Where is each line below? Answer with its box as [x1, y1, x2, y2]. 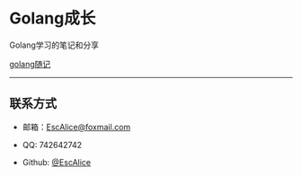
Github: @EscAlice [22, 156, 92, 167]
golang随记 [9, 58, 51, 69]
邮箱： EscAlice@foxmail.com [22, 121, 131, 132]
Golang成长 [9, 8, 96, 29]
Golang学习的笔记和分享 [9, 40, 99, 50]
